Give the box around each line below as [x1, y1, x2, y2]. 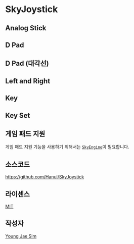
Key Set [5, 111, 30, 120]
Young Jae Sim [5, 233, 37, 239]
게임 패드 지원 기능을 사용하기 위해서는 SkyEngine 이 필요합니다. [5, 144, 130, 150]
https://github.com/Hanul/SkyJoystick [5, 174, 84, 180]
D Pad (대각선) [5, 59, 49, 68]
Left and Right [5, 77, 51, 85]
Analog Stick [5, 24, 47, 32]
